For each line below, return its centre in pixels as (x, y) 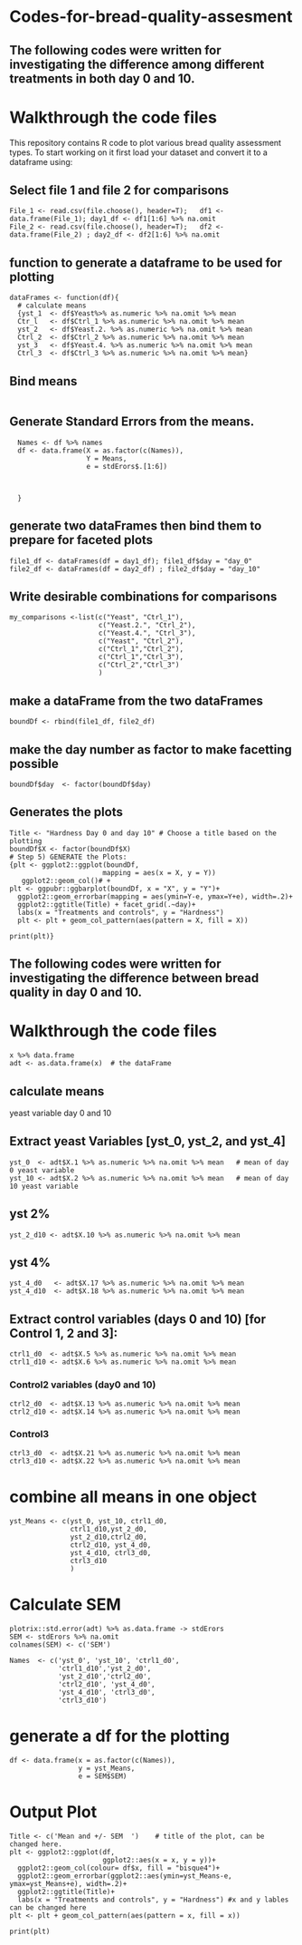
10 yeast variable (44, 1186)
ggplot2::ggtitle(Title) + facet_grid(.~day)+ (107, 904)
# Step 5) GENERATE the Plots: (68, 857)
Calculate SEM (66, 1605)
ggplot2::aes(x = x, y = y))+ (160, 1860)
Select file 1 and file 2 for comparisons (119, 190)
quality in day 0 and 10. (76, 992)
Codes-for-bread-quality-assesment (151, 17)
